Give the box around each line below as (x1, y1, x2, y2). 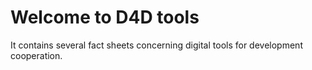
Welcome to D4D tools (10, 6, 200, 29)
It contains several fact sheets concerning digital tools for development (10, 39, 303, 51)
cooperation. (10, 49, 63, 61)
